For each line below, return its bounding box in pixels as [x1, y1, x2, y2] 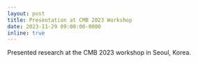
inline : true [7, 29, 45, 37]
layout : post [7, 10, 45, 17]
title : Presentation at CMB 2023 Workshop [7, 17, 132, 24]
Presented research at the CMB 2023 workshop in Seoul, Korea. [7, 48, 192, 57]
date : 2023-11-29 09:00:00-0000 [7, 23, 101, 30]
